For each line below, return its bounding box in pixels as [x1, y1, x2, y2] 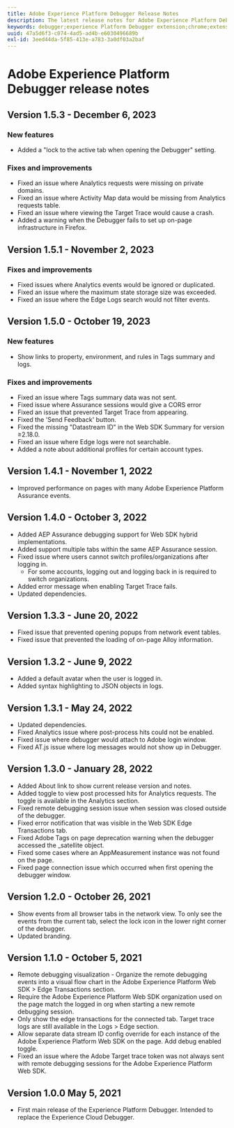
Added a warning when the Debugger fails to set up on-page [17, 216, 193, 224]
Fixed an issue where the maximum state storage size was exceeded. [17, 288, 217, 296]
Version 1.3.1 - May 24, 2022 [7, 702, 133, 714]
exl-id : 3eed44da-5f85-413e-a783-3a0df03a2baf [7, 36, 145, 43]
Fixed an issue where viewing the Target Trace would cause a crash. [17, 209, 214, 217]
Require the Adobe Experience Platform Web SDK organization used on [17, 993, 222, 1001]
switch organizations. [27, 574, 89, 583]
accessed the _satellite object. [17, 841, 104, 849]
